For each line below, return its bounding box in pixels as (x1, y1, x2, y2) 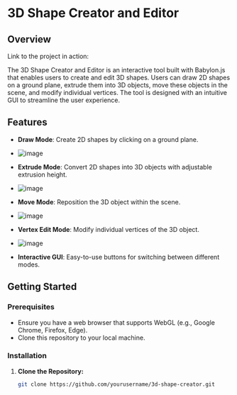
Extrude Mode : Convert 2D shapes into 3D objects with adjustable (17, 162, 213, 171)
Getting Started (7, 281, 77, 293)
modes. (17, 260, 40, 269)
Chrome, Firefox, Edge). (17, 326, 88, 334)
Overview (7, 33, 52, 45)
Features (7, 116, 48, 128)
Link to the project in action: (7, 52, 89, 60)
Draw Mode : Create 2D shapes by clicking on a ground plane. (17, 135, 199, 143)
